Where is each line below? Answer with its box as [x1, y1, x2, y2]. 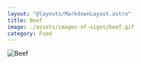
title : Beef [7, 17, 43, 24]
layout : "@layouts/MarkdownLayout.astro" [7, 10, 132, 18]
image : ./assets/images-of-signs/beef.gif [7, 23, 135, 30]
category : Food [7, 30, 52, 37]
